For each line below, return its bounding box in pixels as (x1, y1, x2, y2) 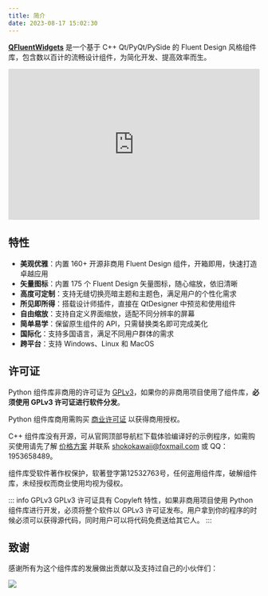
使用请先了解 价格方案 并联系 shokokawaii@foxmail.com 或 (14, 441, 209, 450)
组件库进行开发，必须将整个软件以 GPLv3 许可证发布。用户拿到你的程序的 (8, 505, 250, 514)
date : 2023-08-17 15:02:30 (8, 19, 98, 27)
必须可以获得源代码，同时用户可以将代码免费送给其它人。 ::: (14, 515, 213, 525)
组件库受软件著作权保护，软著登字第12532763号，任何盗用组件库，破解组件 (8, 468, 258, 478)
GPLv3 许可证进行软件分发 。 (30, 397, 125, 406)
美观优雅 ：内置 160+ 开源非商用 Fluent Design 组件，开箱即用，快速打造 (19, 258, 258, 268)
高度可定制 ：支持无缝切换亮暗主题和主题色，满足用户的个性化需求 (19, 289, 237, 298)
